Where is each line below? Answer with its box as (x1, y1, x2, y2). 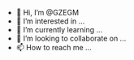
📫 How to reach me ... (15, 43, 92, 52)
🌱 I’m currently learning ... (15, 25, 103, 34)
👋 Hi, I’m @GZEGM (15, 8, 80, 17)
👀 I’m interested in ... (15, 16, 85, 26)
